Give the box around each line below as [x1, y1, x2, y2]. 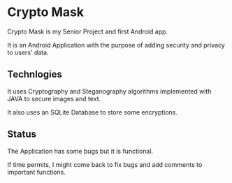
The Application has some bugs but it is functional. [7, 147, 154, 155]
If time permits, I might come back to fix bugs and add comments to [7, 160, 203, 168]
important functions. [7, 168, 66, 176]
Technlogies [7, 68, 63, 80]
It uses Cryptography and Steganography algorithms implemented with [7, 87, 212, 95]
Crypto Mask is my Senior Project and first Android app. [7, 27, 168, 36]
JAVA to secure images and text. [7, 94, 101, 103]
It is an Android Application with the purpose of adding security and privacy [7, 41, 225, 49]
